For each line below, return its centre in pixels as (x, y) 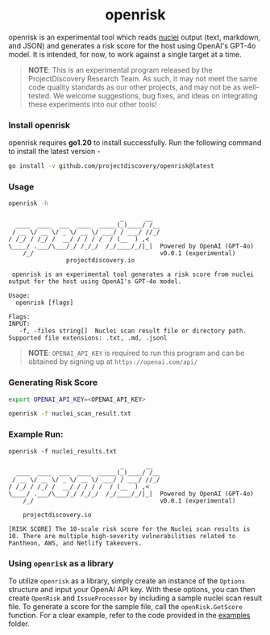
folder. (19, 624)
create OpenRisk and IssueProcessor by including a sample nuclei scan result (135, 598)
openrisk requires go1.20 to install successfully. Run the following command (135, 143)
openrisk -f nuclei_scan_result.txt (70, 414)
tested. (40, 95)
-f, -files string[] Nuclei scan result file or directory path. (133, 331)
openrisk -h (28, 203)
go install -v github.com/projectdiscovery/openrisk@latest (112, 166)
